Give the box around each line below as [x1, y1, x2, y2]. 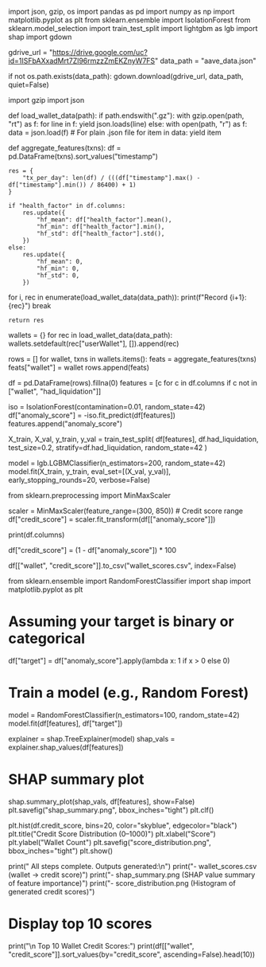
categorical [8, 629, 86, 648]
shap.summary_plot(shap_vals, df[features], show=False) [8, 797, 195, 806]
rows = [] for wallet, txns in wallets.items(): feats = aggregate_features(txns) [8, 354, 256, 363]
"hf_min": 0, [37, 264, 80, 272]
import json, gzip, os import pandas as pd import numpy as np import [8, 7, 235, 16]
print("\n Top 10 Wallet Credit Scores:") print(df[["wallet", [8, 941, 195, 950]
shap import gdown [8, 32, 72, 41]
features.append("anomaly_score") [8, 419, 123, 429]
